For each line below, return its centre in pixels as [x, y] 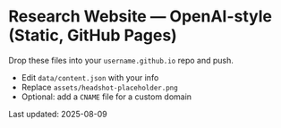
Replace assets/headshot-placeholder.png [99, 87]
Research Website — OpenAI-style [140, 17]
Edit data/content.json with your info [90, 77]
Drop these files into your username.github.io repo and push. [121, 60]
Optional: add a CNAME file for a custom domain [106, 97]
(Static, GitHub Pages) [93, 35]
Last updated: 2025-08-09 [58, 114]
